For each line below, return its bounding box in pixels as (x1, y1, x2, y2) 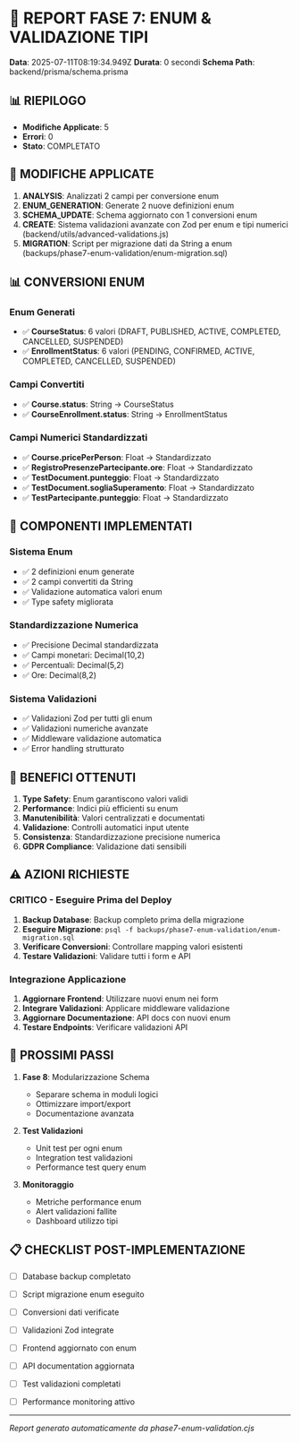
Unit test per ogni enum (35, 1142, 123, 1154)
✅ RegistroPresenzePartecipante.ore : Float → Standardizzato (21, 461, 253, 473)
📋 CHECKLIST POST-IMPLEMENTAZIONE (9, 1242, 246, 1257)
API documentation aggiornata (21, 1360, 136, 1371)
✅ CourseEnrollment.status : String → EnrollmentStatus (21, 408, 228, 419)
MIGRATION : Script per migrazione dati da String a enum (21, 237, 233, 249)
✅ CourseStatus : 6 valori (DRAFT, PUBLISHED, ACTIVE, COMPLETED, (21, 326, 281, 337)
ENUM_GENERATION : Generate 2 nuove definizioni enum (21, 200, 235, 210)
